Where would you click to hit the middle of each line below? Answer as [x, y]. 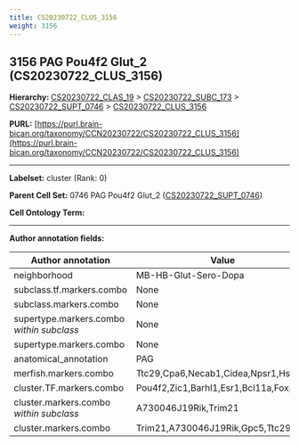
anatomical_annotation [61, 359]
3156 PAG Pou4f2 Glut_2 [78, 62]
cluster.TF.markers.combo [69, 388]
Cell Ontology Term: [47, 213]
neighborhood [44, 276]
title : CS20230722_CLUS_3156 [63, 17]
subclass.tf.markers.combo [70, 290]
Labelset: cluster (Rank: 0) [58, 178]
